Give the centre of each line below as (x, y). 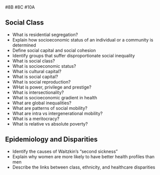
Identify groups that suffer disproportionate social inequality (74, 55)
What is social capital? (35, 77)
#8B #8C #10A (20, 7)
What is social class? (34, 61)
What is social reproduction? (41, 82)
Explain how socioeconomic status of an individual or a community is (83, 40)
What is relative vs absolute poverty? (50, 124)
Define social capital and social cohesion (54, 50)
